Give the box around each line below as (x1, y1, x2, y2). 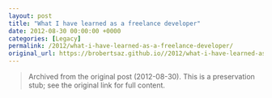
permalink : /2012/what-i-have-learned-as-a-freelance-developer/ (8, 42, 233, 50)
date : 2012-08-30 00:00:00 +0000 (8, 27, 121, 35)
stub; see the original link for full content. (28, 80, 166, 90)
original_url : (8, 49, 57, 58)
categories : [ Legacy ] (8, 34, 82, 43)
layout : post (8, 11, 53, 20)
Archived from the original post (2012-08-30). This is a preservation (28, 72, 255, 81)
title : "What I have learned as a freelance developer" (8, 19, 201, 28)
